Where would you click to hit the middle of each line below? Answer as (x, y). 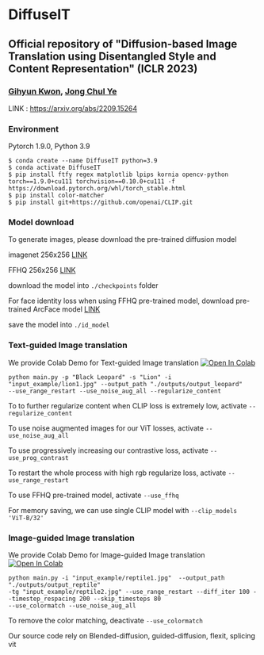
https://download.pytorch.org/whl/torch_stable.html (97, 189)
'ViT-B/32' (26, 518)
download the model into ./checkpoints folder (83, 285)
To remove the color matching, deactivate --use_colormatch (106, 621)
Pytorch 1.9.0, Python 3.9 (49, 146)
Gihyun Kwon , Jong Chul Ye (63, 91)
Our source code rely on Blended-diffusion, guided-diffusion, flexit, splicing (132, 636)
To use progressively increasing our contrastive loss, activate (108, 450)
